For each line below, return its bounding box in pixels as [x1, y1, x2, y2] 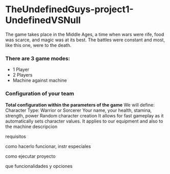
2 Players [12, 72, 33, 78]
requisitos [5, 133, 27, 139]
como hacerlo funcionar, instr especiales [5, 143, 91, 149]
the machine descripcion [5, 123, 58, 130]
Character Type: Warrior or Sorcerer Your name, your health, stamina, [5, 107, 152, 113]
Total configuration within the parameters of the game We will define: [5, 102, 155, 108]
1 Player [12, 66, 30, 72]
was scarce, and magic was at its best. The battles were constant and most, [5, 37, 165, 43]
